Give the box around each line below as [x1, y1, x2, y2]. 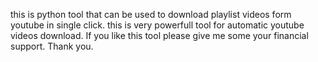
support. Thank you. [10, 40, 94, 52]
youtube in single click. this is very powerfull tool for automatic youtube [10, 19, 305, 31]
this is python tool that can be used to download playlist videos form [10, 9, 292, 20]
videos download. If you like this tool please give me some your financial [10, 30, 309, 41]
